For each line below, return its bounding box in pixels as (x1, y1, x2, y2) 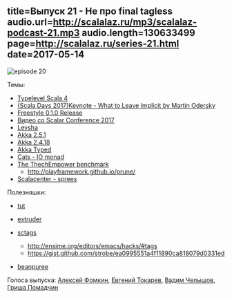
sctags (17, 228, 37, 236)
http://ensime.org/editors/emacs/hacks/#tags (27, 241, 157, 250)
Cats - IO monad (17, 152, 64, 161)
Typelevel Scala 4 (17, 93, 68, 102)
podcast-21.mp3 (7, 27, 80, 39)
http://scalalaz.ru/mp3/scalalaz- (52, 17, 197, 28)
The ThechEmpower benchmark (17, 160, 109, 168)
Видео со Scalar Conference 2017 (17, 115, 115, 124)
